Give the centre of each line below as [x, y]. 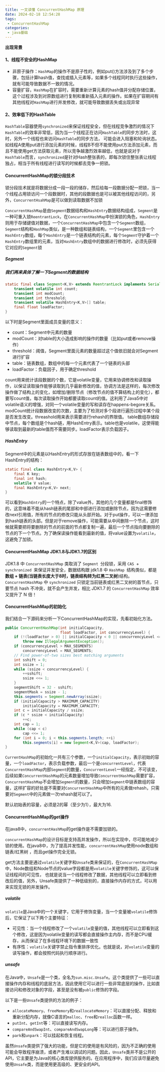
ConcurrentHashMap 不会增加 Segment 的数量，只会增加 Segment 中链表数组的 [78, 782]
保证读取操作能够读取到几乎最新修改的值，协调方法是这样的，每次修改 [89, 386]
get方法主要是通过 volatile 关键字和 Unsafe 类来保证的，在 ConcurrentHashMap [81, 862]
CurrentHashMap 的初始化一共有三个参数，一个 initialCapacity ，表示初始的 [80, 757]
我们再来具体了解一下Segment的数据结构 [47, 272]
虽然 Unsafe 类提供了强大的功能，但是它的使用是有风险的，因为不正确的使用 [81, 1046]
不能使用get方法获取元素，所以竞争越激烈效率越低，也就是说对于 [75, 151]
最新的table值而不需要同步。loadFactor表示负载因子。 [77, 429]
